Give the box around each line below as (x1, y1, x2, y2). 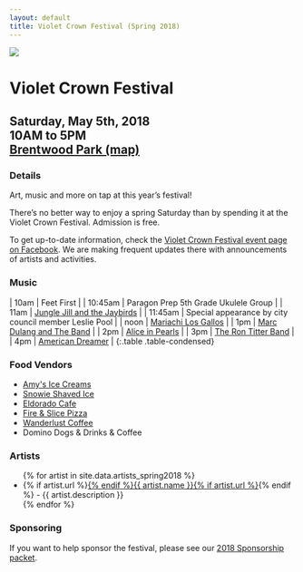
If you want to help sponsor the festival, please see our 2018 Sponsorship (9, 542, 284, 553)
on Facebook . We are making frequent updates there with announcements (9, 244, 288, 255)
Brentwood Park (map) (9, 142, 141, 158)
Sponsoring (9, 522, 63, 535)
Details (9, 170, 42, 181)
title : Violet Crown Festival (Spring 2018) (9, 22, 181, 31)
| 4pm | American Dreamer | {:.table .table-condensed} (9, 335, 215, 346)
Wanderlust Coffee (22, 417, 93, 428)
